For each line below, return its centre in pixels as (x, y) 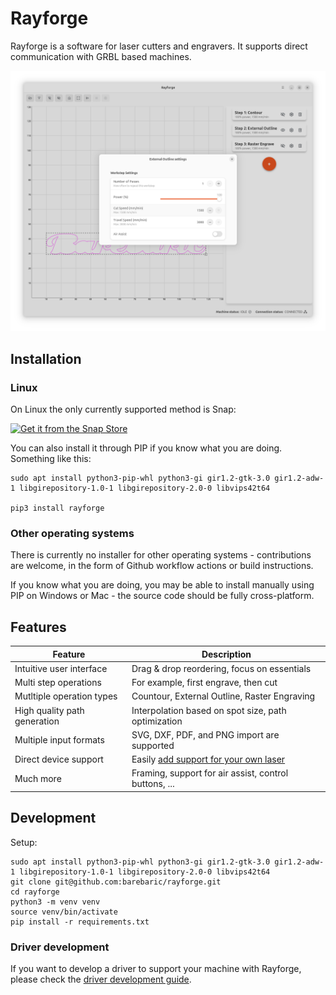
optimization (157, 721)
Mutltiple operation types (66, 696)
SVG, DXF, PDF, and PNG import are (205, 734)
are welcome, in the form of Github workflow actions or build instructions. (162, 566)
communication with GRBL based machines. (101, 56)
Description (226, 654)
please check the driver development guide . (101, 979)
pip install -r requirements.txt (80, 922)
